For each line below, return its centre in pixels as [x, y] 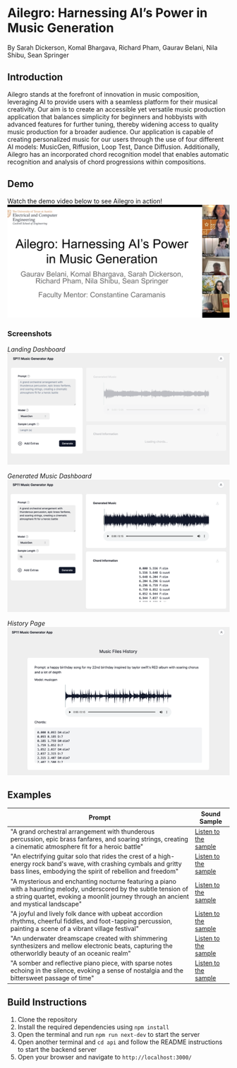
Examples [29, 795]
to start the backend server [57, 1049]
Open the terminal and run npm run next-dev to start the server [109, 1034]
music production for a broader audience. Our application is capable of [110, 131]
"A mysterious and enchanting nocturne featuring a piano [93, 881]
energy [21, 864]
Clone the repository [47, 1019]
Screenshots [30, 334]
